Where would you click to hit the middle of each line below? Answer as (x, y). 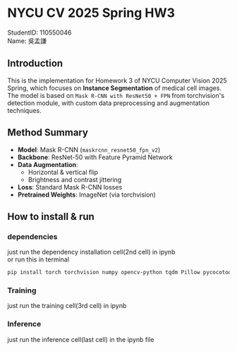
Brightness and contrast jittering (75, 179)
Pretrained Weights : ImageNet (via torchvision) (87, 195)
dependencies (32, 236)
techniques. (24, 110)
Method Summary (48, 133)
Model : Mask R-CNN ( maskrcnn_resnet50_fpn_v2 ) (89, 149)
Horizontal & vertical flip (63, 172)
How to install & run (51, 216)
